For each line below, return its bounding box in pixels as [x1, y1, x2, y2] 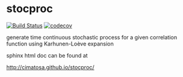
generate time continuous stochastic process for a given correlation [6, 33, 177, 41]
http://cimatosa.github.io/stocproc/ [6, 63, 95, 71]
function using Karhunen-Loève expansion [6, 40, 114, 47]
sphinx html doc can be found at [6, 52, 88, 59]
